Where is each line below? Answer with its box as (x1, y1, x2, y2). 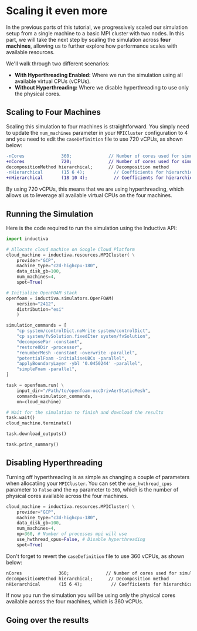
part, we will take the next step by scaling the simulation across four (6, 36, 171, 43)
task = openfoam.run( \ (6, 383, 64, 388)
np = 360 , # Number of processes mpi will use (16, 531, 127, 537)
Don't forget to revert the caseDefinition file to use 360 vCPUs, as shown (6, 552, 185, 560)
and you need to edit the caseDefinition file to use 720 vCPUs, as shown (6, 135, 183, 142)
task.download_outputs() (6, 431, 67, 437)
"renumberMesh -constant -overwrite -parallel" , (16, 350, 138, 356)
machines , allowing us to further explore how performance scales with (6, 42, 178, 49)
